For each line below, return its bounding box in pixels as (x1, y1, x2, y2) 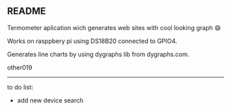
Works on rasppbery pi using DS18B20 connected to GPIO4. (7, 37, 177, 45)
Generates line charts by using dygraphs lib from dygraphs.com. (7, 50, 190, 58)
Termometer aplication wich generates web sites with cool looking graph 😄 (7, 23, 221, 31)
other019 (7, 63, 32, 71)
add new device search (16, 96, 84, 105)
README (7, 5, 46, 17)
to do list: (7, 83, 34, 91)
